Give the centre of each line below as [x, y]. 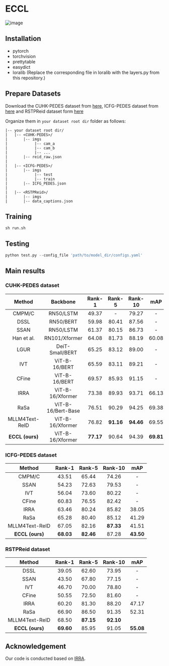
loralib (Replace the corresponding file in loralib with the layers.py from [86, 72]
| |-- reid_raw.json [33, 157]
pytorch [21, 51]
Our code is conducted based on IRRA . [46, 658]
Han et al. [24, 338]
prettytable [24, 62]
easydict [21, 67]
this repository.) [29, 78]
